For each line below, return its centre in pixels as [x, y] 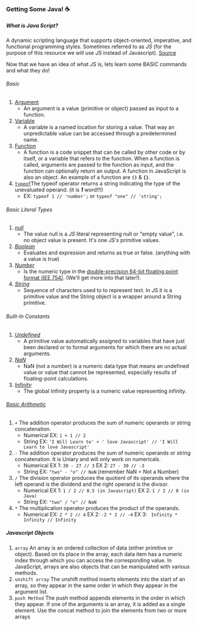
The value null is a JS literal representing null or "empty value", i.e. [103, 234]
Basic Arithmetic [26, 405]
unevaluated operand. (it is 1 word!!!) [59, 190]
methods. [26, 572]
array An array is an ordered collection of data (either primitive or [94, 548]
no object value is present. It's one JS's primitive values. [92, 240]
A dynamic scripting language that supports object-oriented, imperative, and [99, 40]
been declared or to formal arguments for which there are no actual [105, 347]
